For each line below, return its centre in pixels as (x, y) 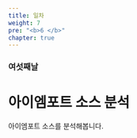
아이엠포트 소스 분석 (69, 103)
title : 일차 (27, 15)
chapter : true (32, 38)
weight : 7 (25, 23)
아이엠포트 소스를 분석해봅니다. (56, 126)
